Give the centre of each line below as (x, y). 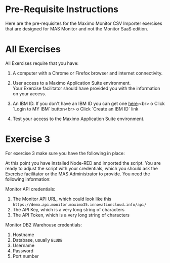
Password (23, 251)
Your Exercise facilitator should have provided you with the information (86, 88)
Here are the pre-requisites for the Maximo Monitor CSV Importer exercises (84, 23)
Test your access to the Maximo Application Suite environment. (78, 119)
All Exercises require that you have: (42, 63)
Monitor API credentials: (30, 189)
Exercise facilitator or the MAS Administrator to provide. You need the (78, 174)
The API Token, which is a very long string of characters (71, 215)
